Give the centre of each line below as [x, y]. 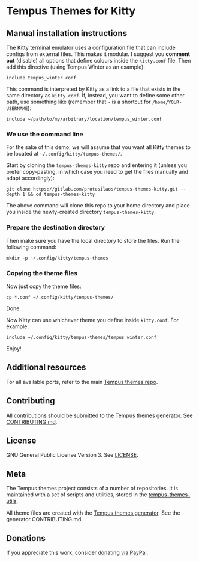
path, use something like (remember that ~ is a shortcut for [79, 102]
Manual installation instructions [67, 33]
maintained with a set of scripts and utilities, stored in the [77, 495]
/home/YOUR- [167, 102]
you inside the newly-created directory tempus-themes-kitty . [81, 212]
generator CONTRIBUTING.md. [44, 519]
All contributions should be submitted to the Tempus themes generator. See [99, 415]
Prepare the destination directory [56, 228]
